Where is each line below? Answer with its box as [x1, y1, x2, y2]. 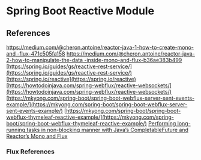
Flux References [6, 147, 55, 156]
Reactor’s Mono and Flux [6, 133, 68, 140]
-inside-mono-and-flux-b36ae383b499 [83, 57, 182, 63]
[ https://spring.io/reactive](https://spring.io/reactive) [6, 76, 136, 82]
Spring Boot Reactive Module [6, 4, 155, 18]
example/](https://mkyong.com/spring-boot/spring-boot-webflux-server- [6, 101, 188, 108]
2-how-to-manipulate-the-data [6, 57, 83, 63]
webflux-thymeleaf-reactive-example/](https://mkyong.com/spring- [6, 113, 174, 121]
